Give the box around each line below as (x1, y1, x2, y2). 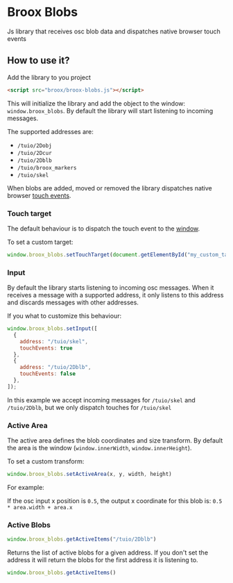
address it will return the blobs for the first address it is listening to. (7, 556, 199, 564)
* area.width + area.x (7, 504, 73, 511)
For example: (7, 484, 45, 492)
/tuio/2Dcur (17, 149, 52, 156)
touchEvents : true (19, 345, 73, 352)
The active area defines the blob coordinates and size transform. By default (7, 436, 223, 445)
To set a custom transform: (7, 457, 85, 466)
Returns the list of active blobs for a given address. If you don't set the (7, 548, 209, 557)
